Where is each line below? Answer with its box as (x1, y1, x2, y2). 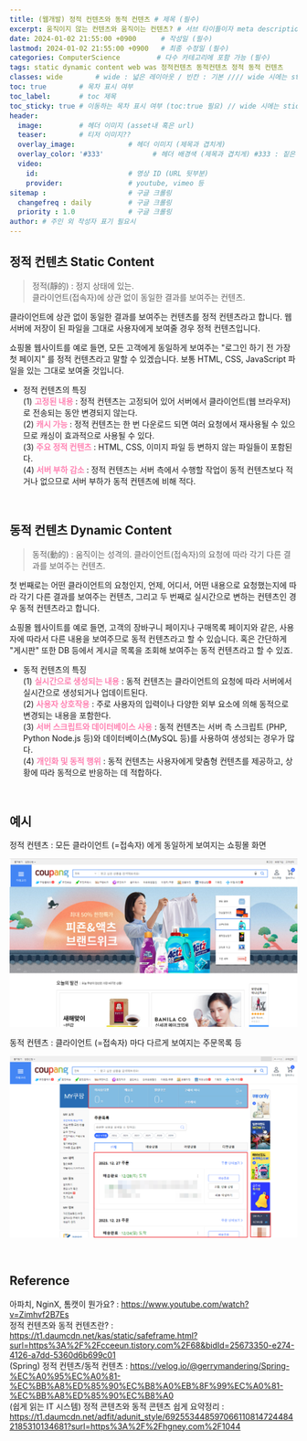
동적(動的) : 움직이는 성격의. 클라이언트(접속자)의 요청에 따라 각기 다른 (31, 548, 281, 559)
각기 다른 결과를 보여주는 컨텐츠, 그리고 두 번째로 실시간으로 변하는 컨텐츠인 (18, 590, 288, 602)
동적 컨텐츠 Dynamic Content (9, 523, 173, 538)
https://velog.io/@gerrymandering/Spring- (130, 1360, 291, 1371)
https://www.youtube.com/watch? (121, 1298, 249, 1309)
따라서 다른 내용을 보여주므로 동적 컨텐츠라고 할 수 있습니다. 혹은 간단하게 (26, 633, 288, 644)
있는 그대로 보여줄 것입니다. (26, 365, 125, 376)
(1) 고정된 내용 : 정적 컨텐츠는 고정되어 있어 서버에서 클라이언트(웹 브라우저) (22, 396, 291, 407)
